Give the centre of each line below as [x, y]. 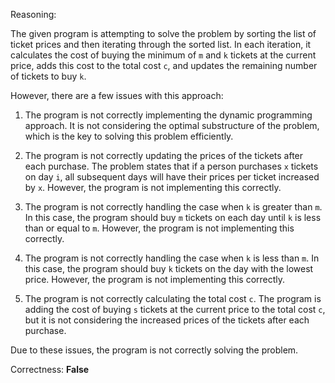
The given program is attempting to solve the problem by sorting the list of [163, 33]
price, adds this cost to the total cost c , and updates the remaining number [164, 65]
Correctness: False [50, 369]
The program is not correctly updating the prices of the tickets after [164, 155]
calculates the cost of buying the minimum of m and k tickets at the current [163, 55]
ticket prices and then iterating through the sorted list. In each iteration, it [161, 44]
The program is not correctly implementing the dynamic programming [168, 115]
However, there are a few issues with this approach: [117, 95]
